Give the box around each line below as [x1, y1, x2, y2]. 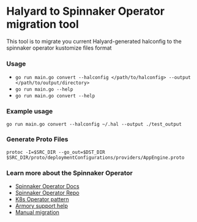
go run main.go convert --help [15, 93, 95, 99]
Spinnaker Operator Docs [15, 183, 80, 190]
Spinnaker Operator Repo [15, 189, 80, 197]
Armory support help [15, 202, 69, 210]
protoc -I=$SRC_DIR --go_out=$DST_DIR [6, 149, 105, 155]
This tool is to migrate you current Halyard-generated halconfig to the [6, 37, 182, 45]
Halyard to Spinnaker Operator [6, 4, 165, 18]
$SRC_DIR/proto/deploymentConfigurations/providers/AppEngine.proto [6, 155, 185, 161]
